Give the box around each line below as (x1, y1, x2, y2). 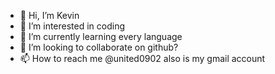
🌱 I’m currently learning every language (19, 31, 183, 42)
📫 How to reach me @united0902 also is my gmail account (19, 53, 266, 64)
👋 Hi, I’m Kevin (19, 10, 80, 21)
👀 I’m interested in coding (19, 20, 126, 32)
